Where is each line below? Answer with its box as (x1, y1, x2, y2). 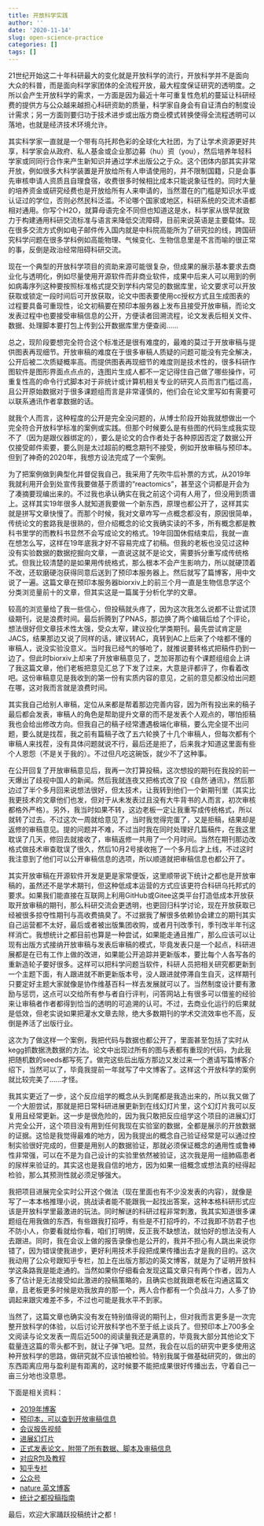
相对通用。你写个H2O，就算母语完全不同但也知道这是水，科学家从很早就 (8, 206, 244, 215)
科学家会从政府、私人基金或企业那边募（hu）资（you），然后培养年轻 (21, 146, 245, 156)
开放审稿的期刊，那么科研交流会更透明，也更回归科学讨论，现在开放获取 (14, 901, 249, 909)
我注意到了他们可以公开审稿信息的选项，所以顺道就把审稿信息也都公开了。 (8, 854, 249, 863)
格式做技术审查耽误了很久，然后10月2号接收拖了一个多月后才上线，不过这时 (8, 844, 254, 854)
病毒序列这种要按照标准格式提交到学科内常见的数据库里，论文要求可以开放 (14, 281, 256, 291)
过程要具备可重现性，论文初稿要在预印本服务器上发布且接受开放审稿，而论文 (8, 301, 256, 310)
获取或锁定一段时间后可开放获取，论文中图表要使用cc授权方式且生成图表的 (8, 291, 250, 300)
